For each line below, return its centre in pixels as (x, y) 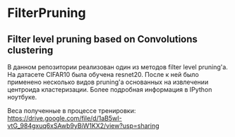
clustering (30, 50)
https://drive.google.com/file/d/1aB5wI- (65, 118)
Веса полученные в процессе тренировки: (72, 111)
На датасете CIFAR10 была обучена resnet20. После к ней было (103, 75)
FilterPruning (47, 13)
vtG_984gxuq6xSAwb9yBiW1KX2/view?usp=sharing (84, 126)
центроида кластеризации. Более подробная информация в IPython (110, 89)
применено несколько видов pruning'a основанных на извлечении (108, 82)
